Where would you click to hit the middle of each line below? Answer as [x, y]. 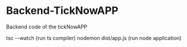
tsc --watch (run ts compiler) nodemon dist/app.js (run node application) [94, 38]
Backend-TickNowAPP [62, 11]
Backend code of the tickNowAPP [47, 27]
